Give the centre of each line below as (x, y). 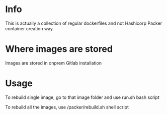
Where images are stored (59, 49)
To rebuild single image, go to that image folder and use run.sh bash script (82, 97)
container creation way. (30, 28)
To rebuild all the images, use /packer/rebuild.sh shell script (67, 107)
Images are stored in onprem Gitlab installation (54, 63)
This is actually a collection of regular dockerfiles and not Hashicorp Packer (84, 23)
